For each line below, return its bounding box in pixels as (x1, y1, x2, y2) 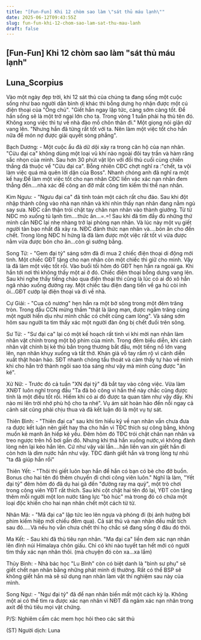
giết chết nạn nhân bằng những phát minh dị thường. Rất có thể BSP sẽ (6, 566, 182, 574)
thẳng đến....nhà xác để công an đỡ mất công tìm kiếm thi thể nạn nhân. (6, 181, 184, 189)
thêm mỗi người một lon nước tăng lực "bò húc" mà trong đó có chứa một (6, 493, 187, 501)
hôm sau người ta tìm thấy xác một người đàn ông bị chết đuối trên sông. (6, 319, 186, 326)
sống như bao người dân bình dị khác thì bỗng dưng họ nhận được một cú (6, 100, 188, 107)
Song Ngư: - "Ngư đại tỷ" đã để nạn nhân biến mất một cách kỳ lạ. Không (6, 591, 188, 598)
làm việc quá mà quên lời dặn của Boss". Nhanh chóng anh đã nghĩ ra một (6, 169, 189, 176)
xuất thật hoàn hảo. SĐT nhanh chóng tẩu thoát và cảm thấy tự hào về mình (6, 356, 193, 364)
